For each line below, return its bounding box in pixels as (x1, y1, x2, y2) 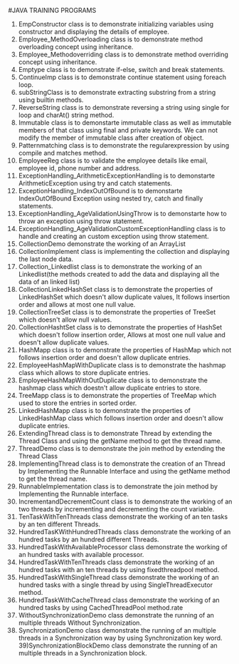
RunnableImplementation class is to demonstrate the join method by (18, 482, 218, 491)
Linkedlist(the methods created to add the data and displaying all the (18, 270, 220, 278)
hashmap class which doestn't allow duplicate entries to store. (18, 384, 202, 392)
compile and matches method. (18, 149, 108, 157)
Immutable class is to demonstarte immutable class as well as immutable (18, 118, 232, 127)
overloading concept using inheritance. (18, 43, 134, 51)
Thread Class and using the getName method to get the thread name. (18, 436, 223, 445)
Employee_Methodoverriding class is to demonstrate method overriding (18, 50, 228, 58)
